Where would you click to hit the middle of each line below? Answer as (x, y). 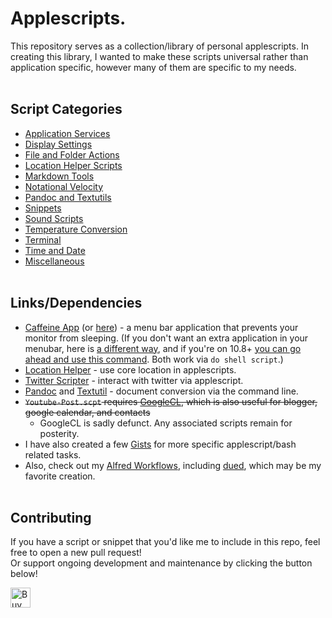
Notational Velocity (64, 186)
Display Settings (58, 144)
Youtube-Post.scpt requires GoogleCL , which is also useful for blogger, (171, 401)
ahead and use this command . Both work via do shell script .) (154, 359)
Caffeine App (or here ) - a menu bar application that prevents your (161, 327)
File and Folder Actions (72, 154)
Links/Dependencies (76, 303)
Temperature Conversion (76, 229)
